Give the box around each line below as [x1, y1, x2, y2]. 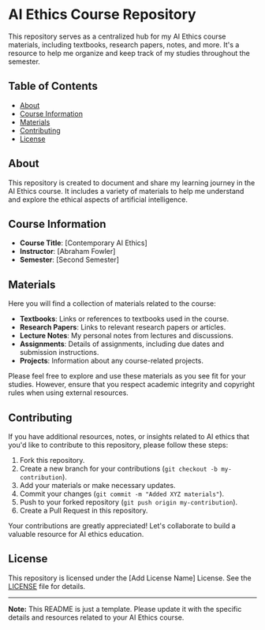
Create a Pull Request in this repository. [19, 506, 148, 515]
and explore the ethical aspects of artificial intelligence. [8, 195, 188, 204]
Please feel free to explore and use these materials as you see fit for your [8, 371, 246, 381]
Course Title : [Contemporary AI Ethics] [19, 238, 147, 248]
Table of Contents [8, 80, 99, 93]
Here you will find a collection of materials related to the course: [8, 299, 216, 308]
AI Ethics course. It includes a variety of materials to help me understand [8, 186, 244, 196]
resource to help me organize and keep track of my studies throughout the [8, 48, 250, 58]
